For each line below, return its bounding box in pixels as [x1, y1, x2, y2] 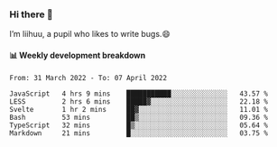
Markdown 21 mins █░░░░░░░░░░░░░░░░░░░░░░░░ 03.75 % [9, 128, 269, 138]
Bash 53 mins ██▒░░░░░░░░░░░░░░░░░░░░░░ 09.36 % [9, 113, 269, 122]
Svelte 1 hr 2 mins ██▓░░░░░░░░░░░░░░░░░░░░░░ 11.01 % [9, 105, 269, 114]
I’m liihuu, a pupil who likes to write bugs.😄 [9, 29, 171, 40]
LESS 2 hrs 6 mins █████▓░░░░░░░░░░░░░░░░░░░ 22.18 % [9, 96, 269, 106]
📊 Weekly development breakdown [9, 50, 146, 60]
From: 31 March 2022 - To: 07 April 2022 [9, 73, 168, 82]
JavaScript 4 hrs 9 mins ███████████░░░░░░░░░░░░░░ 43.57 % [9, 89, 269, 98]
